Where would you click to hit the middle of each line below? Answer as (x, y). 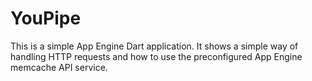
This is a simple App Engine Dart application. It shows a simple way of (154, 46)
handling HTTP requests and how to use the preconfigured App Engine (156, 56)
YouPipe (46, 18)
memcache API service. (59, 67)
